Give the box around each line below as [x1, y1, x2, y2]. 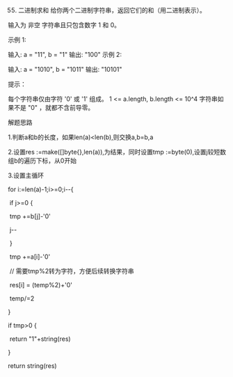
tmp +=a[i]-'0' [9, 252, 51, 261]
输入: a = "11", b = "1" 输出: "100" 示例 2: [8, 51, 122, 58]
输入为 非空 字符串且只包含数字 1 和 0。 [8, 21, 121, 29]
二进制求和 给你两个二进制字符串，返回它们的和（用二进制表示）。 [17, 6, 206, 14]
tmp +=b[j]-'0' [9, 212, 51, 220]
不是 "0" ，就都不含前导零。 [13, 104, 95, 111]
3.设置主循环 [8, 171, 45, 179]
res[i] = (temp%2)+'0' [9, 281, 72, 289]
